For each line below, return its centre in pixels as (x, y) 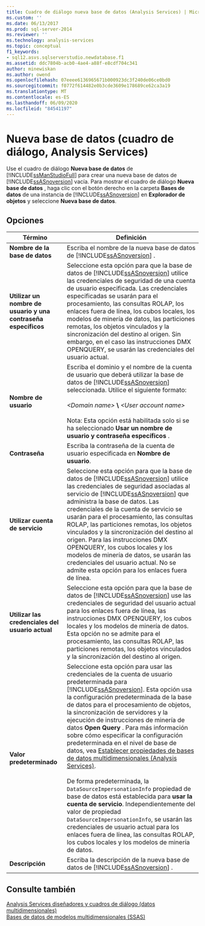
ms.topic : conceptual (34, 46)
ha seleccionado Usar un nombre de (120, 428)
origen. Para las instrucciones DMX (117, 540)
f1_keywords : (23, 52)
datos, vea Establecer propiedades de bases (130, 751)
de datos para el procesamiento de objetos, (129, 705)
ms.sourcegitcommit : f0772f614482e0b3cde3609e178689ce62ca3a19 (88, 86)
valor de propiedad (94, 812)
